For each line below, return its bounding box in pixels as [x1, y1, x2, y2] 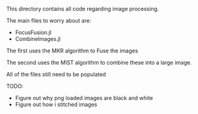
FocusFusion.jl [15, 29, 52, 36]
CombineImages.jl [15, 35, 61, 42]
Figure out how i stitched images [15, 101, 97, 108]
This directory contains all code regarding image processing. [6, 5, 160, 12]
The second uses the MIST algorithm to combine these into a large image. [6, 59, 192, 66]
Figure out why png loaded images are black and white [15, 94, 154, 101]
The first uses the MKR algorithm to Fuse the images [6, 47, 138, 54]
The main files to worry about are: [6, 17, 91, 24]
